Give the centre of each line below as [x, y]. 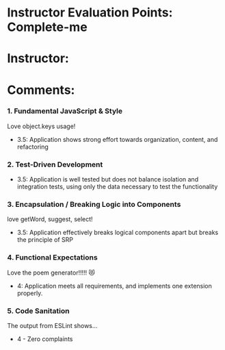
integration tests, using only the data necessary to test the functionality [117, 187]
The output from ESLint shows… [52, 326]
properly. [30, 293]
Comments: [41, 90]
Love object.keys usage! [41, 126]
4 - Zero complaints [45, 339]
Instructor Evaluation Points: [90, 13]
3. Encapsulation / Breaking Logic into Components [94, 205]
